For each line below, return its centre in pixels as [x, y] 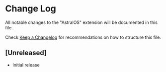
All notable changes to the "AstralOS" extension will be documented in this [82, 22]
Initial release [26, 65]
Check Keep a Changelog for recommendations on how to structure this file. [83, 37]
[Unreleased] [26, 53]
